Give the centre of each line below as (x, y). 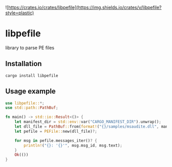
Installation (24, 64)
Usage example (31, 91)
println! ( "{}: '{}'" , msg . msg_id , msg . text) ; (73, 145)
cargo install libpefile (32, 76)
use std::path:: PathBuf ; (32, 108)
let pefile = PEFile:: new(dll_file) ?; (56, 131)
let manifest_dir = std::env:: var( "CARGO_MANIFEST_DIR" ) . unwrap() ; (88, 122)
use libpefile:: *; (25, 103)
